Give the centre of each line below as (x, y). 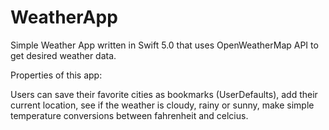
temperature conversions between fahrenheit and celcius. (129, 115)
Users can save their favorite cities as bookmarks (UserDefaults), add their (164, 94)
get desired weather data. (63, 55)
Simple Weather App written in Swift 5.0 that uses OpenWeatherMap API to (164, 45)
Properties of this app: (56, 75)
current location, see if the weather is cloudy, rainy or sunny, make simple (162, 105)
